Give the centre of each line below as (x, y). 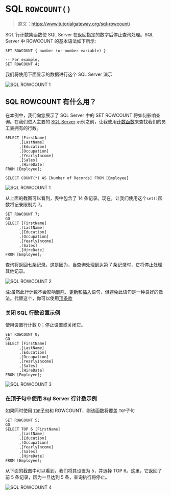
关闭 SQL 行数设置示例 (33, 313)
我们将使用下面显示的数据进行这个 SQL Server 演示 (59, 74)
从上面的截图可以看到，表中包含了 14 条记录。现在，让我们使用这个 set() (82, 198)
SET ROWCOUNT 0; (22, 335)
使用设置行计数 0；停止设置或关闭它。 (45, 325)
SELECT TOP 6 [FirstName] (33, 429)
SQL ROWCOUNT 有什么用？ (51, 102)
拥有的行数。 (28, 128)
